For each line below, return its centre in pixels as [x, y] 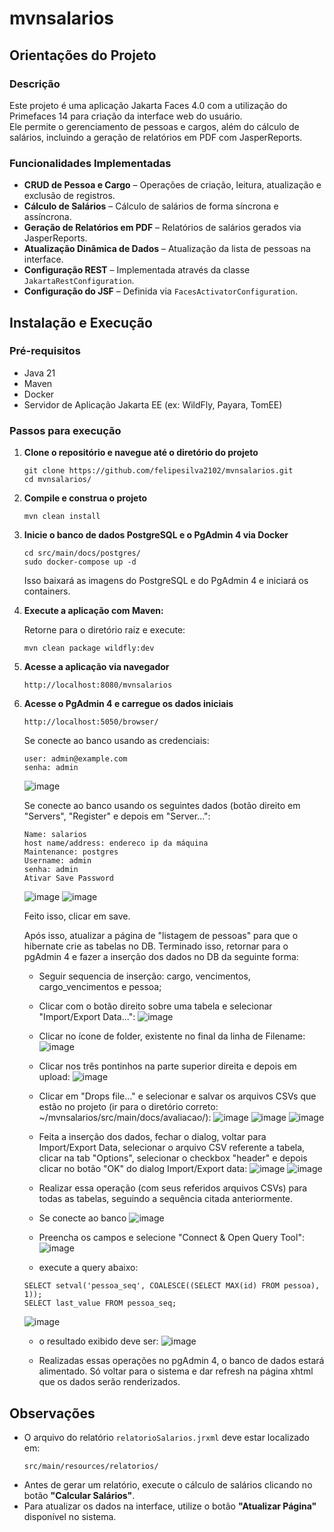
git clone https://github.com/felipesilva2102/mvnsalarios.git [158, 471]
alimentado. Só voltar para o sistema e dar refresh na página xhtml [176, 1371]
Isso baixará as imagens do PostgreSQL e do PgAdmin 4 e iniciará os [166, 581]
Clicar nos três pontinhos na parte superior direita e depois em [167, 1066]
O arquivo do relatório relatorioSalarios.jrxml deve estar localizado [166, 1437]
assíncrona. [47, 217]
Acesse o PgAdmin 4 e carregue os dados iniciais [128, 704]
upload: [54, 1077]
